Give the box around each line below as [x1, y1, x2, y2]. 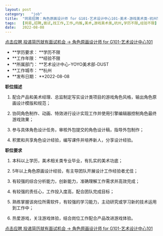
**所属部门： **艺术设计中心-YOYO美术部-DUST [12, 62, 109, 67]
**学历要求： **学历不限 [12, 49, 61, 55]
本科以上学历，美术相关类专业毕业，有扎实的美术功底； [12, 158, 123, 164]
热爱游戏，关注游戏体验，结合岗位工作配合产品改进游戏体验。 [12, 215, 136, 221]
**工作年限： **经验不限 [12, 55, 61, 61]
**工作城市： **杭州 [12, 67, 52, 73]
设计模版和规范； [16, 100, 51, 106]
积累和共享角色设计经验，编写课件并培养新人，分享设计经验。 [12, 137, 136, 143]
